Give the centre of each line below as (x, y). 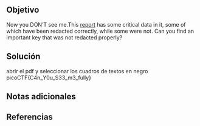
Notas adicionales (41, 97)
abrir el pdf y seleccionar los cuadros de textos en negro (77, 71)
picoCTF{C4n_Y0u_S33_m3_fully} (49, 78)
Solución (23, 57)
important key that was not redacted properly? (64, 37)
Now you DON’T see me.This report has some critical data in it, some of (96, 24)
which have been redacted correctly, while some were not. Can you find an (100, 31)
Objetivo (23, 10)
